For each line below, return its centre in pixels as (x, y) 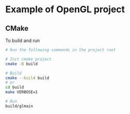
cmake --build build (27, 78)
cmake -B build (22, 64)
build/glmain (19, 106)
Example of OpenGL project (65, 9)
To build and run (23, 40)
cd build (15, 87)
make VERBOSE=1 (22, 92)
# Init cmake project (29, 59)
